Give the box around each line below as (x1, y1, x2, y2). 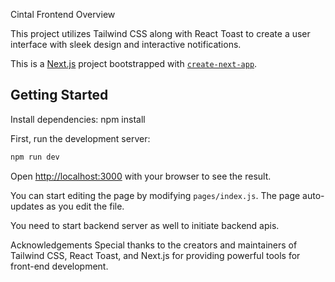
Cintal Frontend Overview (10, 9, 116, 20)
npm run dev (10, 152, 60, 162)
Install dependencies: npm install (10, 113, 146, 125)
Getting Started (10, 87, 109, 104)
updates (10, 200, 45, 212)
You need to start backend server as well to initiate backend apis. (10, 219, 280, 231)
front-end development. (10, 260, 109, 272)
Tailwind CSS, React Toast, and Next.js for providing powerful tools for (10, 249, 301, 261)
